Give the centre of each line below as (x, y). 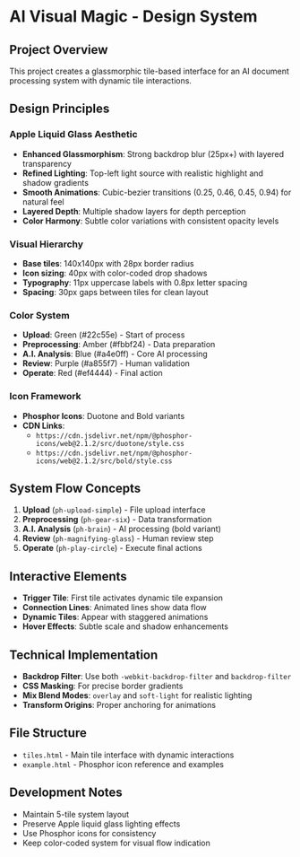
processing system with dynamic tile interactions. (101, 81)
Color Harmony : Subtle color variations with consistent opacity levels (150, 221)
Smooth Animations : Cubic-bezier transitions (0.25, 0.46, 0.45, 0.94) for (157, 192)
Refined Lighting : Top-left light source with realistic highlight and (143, 173)
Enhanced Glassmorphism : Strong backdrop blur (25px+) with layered (153, 153)
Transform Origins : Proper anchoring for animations (119, 705)
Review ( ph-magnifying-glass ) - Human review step (118, 538)
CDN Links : (43, 425)
